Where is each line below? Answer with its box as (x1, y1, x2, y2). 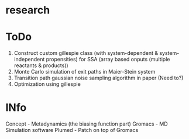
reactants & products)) (13, 62, 68, 69)
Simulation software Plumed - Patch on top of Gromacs (5, 127, 139, 134)
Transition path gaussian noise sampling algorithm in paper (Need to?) (13, 74, 184, 82)
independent (13, 56, 45, 63)
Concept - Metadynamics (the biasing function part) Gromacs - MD (5, 120, 168, 127)
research (5, 4, 50, 17)
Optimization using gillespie (13, 81, 81, 88)
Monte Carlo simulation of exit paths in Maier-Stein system (13, 68, 156, 75)
